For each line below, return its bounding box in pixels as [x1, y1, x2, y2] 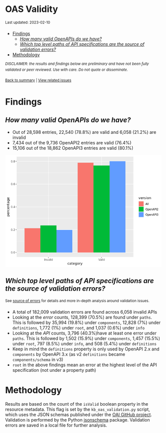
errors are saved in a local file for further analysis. [5, 422, 107, 428]
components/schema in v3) [12, 356, 64, 362]
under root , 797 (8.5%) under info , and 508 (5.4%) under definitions [12, 340, 157, 346]
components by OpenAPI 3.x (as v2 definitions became [12, 351, 125, 357]
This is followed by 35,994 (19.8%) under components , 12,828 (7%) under [12, 320, 161, 325]
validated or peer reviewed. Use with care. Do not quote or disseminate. [5, 67, 128, 73]
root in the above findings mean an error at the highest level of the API [12, 362, 158, 368]
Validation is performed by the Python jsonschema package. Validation [5, 417, 150, 423]
